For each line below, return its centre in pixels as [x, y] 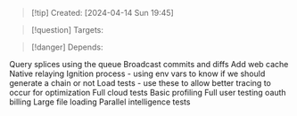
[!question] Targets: [67, 30]
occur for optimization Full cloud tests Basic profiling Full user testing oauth [148, 93]
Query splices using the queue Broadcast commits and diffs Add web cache [149, 64]
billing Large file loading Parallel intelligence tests [100, 102]
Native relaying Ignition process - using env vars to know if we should [137, 73]
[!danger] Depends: [67, 47]
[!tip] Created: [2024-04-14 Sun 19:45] [102, 13]
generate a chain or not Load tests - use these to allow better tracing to [140, 83]
